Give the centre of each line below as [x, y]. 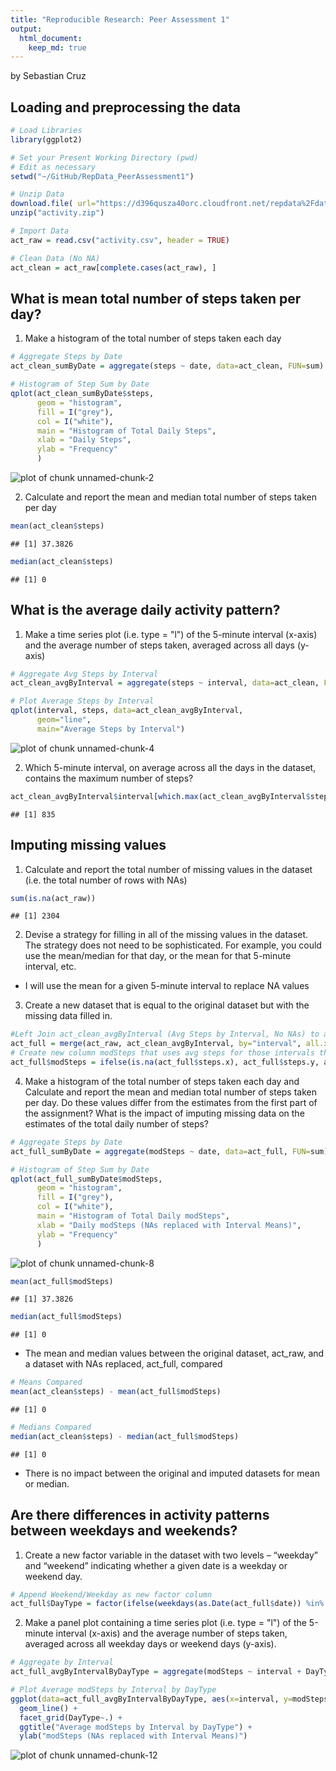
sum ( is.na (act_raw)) [53, 898]
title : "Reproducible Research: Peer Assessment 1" [120, 19]
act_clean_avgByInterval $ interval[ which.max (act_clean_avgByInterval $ [160, 796]
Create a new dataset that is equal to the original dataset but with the [167, 1005]
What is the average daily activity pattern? [145, 610]
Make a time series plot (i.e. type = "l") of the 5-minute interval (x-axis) [171, 634]
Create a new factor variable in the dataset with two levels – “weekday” [171, 1555]
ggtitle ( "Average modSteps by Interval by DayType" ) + [136, 1727]
